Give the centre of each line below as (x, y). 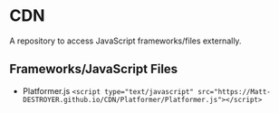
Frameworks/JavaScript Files (94, 69)
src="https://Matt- (235, 91)
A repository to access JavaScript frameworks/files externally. (125, 41)
